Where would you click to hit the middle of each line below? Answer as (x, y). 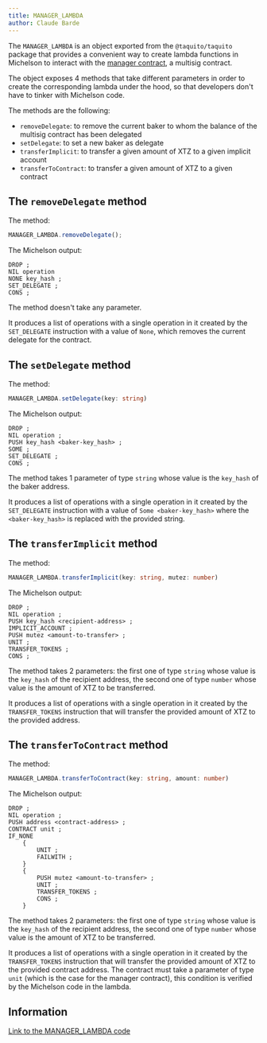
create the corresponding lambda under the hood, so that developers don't (131, 86)
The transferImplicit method (83, 544)
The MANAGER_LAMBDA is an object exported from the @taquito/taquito (120, 45)
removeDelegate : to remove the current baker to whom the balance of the (138, 126)
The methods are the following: (59, 110)
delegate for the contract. (50, 340)
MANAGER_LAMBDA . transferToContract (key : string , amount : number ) (118, 779)
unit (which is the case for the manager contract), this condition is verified (130, 979)
